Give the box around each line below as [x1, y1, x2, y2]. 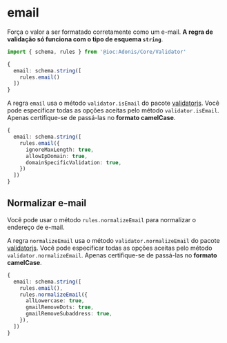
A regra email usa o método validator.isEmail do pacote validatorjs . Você [7, 99, 219, 108]
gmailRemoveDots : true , [25, 304, 95, 311]
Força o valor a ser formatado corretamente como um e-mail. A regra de [7, 28, 214, 36]
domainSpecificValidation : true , [25, 159, 122, 166]
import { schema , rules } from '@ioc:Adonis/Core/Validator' [7, 48, 187, 55]
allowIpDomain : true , [25, 153, 88, 159]
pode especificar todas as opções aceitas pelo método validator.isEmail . [7, 106, 219, 115]
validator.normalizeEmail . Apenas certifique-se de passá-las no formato [7, 251, 217, 259]
